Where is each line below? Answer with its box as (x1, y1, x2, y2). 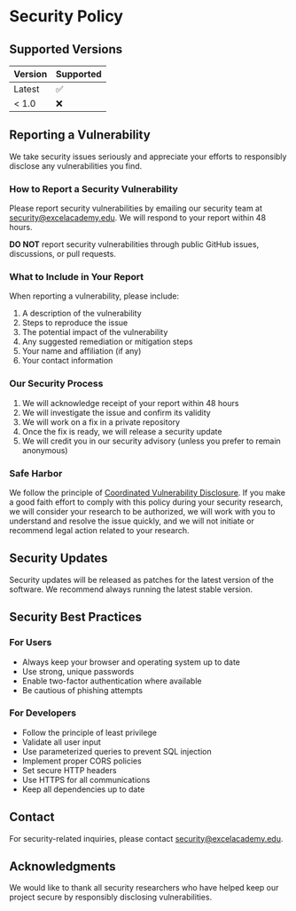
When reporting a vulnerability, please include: (9, 291, 180, 301)
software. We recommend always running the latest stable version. (9, 584, 253, 595)
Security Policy (9, 6, 124, 27)
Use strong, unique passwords (21, 666, 135, 676)
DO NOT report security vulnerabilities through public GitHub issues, (9, 239, 260, 250)
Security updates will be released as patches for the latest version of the (9, 574, 275, 585)
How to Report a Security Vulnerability (9, 182, 179, 195)
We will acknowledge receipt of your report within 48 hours (21, 397, 239, 408)
